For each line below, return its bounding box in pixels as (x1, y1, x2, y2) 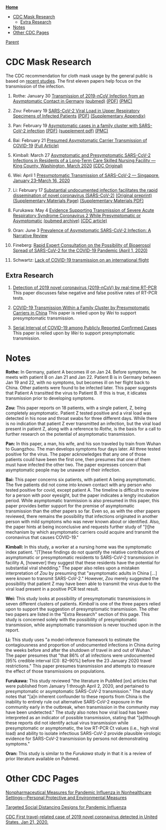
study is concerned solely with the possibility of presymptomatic (5, 616, 137, 622)
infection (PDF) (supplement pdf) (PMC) (27, 128, 108, 134)
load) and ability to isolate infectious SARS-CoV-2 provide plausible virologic (5, 730, 162, 736)
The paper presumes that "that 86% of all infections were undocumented (5, 652, 155, 658)
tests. (12, 295, 24, 301)
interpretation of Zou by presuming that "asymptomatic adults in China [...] (5, 570, 158, 576)
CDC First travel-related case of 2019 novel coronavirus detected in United (5, 814, 158, 820)
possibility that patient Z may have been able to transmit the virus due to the (5, 581, 161, 587)
